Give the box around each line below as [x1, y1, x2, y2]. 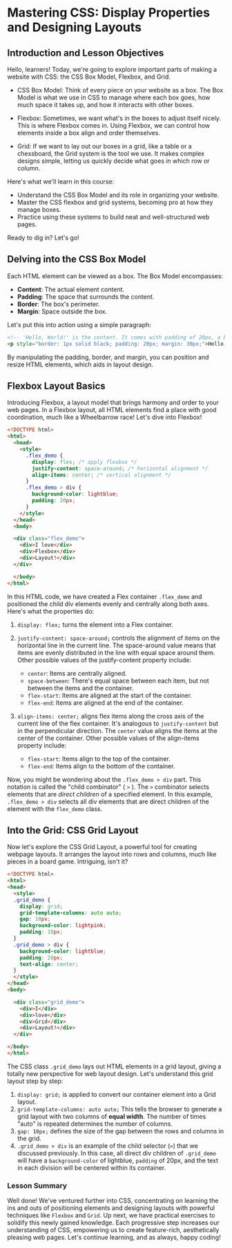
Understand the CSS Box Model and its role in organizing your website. [17, 191, 220, 199]
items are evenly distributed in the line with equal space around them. [17, 648, 215, 656]
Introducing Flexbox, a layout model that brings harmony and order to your [7, 398, 220, 407]
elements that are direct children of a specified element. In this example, [7, 790, 213, 798]
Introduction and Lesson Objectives [7, 47, 164, 59]
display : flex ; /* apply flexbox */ [32, 458, 137, 465]
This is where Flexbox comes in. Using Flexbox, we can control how [17, 121, 211, 129]
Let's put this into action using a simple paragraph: [7, 320, 152, 329]
